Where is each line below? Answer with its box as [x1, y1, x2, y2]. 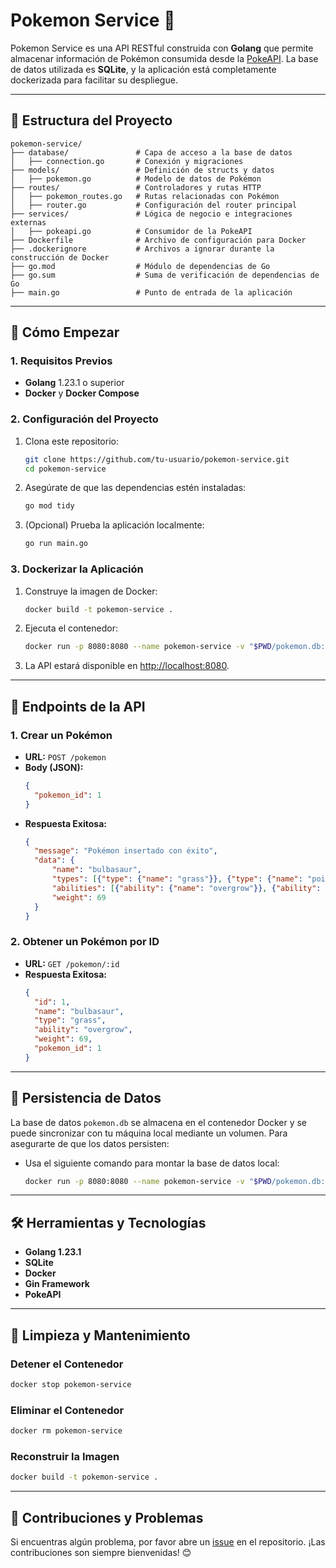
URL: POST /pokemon [24, 750, 107, 763]
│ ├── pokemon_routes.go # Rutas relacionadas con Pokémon [10, 191, 280, 201]
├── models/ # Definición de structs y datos [10, 165, 275, 175]
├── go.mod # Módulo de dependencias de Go [10, 261, 271, 271]
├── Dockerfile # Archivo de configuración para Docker [10, 235, 307, 245]
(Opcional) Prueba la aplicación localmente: [24, 519, 205, 531]
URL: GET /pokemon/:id [24, 957, 120, 969]
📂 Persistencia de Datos [10, 1090, 162, 1107]
